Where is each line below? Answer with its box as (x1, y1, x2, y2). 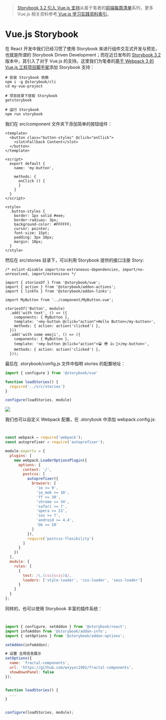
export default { (9, 161, 45, 166)
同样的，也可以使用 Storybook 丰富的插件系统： (5, 606, 103, 611)
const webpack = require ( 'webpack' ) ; (5, 435, 83, 440)
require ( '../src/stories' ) (9, 384, 65, 389)
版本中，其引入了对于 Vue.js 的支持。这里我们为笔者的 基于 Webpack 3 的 (5, 58, 154, 64)
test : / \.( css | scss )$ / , (23, 573, 72, 578)
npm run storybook (5, 111, 43, 116)
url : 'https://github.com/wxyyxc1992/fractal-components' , (9, 665, 134, 670)
